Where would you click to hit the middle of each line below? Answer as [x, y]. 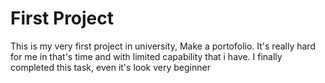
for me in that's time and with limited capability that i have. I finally [146, 56]
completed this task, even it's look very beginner [110, 67]
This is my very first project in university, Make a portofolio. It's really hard [163, 46]
